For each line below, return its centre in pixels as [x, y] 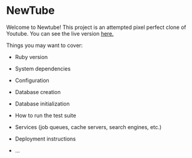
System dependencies [43, 68]
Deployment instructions [45, 139]
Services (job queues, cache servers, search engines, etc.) [88, 127]
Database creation [38, 92]
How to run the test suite [45, 115]
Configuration [32, 80]
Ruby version [31, 57]
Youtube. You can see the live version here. [60, 33]
